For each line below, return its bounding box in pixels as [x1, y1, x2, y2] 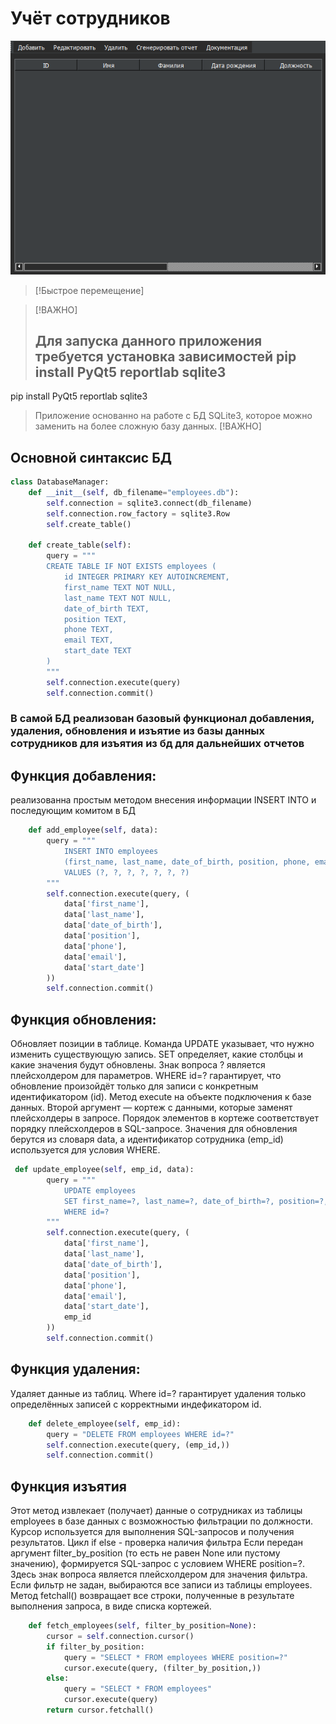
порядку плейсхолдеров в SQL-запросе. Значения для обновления [10, 1123, 298, 1135]
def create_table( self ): [28, 540, 132, 551]
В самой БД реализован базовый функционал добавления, [10, 712, 315, 726]
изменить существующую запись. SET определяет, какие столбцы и [10, 1048, 304, 1061]
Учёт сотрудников [10, 7, 171, 30]
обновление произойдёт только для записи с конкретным [10, 1080, 259, 1092]
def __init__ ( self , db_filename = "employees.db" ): [28, 488, 240, 498]
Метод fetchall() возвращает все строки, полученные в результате [10, 1590, 295, 1602]
